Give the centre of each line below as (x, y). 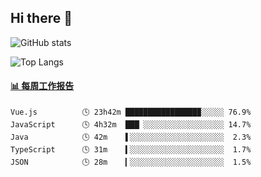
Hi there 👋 (41, 18)
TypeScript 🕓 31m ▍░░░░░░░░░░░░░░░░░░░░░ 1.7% (131, 150)
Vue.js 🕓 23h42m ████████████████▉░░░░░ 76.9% (131, 112)
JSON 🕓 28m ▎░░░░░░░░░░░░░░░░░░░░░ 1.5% (131, 162)
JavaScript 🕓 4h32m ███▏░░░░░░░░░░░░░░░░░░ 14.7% (131, 125)
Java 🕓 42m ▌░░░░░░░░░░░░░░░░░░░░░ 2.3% (131, 137)
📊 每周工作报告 (42, 86)
